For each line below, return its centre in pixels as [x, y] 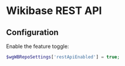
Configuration [32, 32]
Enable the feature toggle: [38, 46]
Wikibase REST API [54, 11]
